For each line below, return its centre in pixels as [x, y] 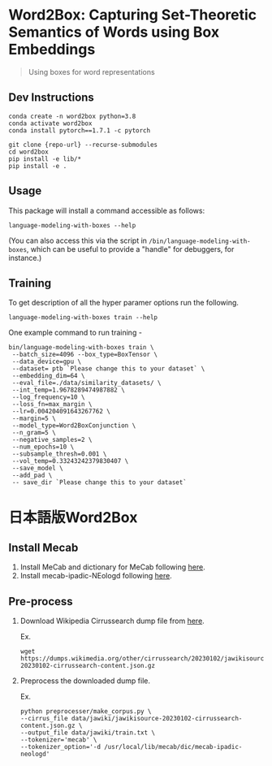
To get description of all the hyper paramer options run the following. [124, 303]
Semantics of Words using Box [114, 32]
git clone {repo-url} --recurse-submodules [83, 145]
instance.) [25, 257]
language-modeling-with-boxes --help [72, 225]
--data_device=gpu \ [47, 362]
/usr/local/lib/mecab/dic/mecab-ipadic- [173, 747]
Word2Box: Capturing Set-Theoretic [133, 15]
